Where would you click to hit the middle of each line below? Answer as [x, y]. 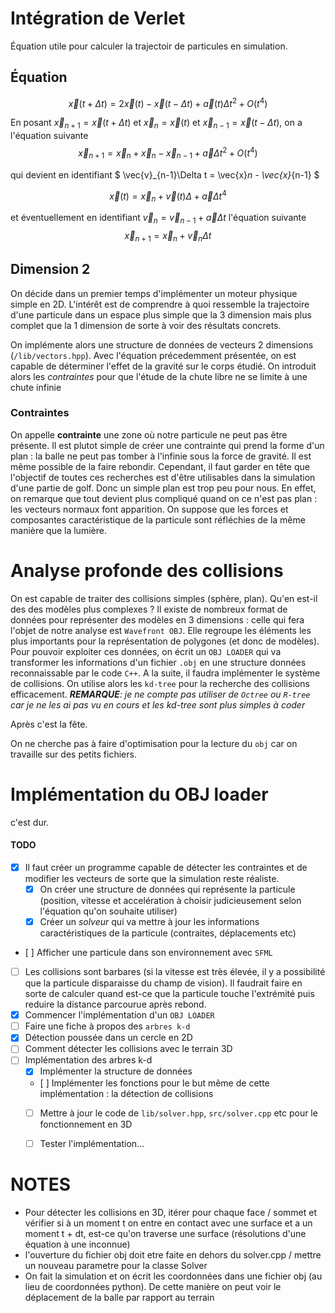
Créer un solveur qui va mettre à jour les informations [149, 922]
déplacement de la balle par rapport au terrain [119, 1297]
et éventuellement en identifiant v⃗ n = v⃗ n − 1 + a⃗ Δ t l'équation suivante [158, 219]
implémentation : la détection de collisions [126, 1093]
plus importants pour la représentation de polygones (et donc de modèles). [165, 641]
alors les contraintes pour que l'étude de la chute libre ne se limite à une [159, 376]
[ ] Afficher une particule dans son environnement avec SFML [148, 953]
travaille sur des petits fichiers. [73, 754]
